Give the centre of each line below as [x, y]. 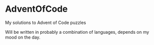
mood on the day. [23, 37]
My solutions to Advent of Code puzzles [46, 22]
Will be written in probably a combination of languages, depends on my [77, 32]
